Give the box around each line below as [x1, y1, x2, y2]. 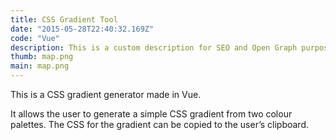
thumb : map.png [10, 52, 74, 62]
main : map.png [10, 61, 70, 71]
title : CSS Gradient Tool [10, 14, 118, 25]
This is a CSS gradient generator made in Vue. [10, 89, 202, 100]
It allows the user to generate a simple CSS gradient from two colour [10, 108, 293, 120]
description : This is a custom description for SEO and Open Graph [10, 42, 298, 53]
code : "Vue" [10, 33, 60, 43]
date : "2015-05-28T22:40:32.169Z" [10, 24, 155, 34]
